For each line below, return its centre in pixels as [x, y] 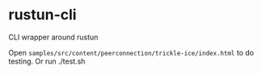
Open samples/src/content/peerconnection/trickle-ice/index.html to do [131, 52]
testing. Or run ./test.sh [47, 61]
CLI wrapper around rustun [53, 37]
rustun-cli [42, 15]
